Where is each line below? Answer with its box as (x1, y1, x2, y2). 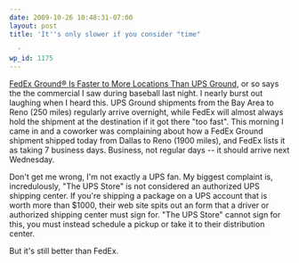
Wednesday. (9, 154, 55, 165)
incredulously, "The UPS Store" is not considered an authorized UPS (9, 181, 260, 192)
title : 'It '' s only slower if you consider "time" (9, 29, 201, 38)
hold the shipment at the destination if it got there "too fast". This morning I (9, 117, 284, 127)
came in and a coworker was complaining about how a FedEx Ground (9, 126, 264, 136)
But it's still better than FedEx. (9, 246, 119, 257)
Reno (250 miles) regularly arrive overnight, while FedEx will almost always (9, 107, 284, 118)
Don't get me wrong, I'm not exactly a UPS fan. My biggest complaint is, (9, 171, 273, 183)
